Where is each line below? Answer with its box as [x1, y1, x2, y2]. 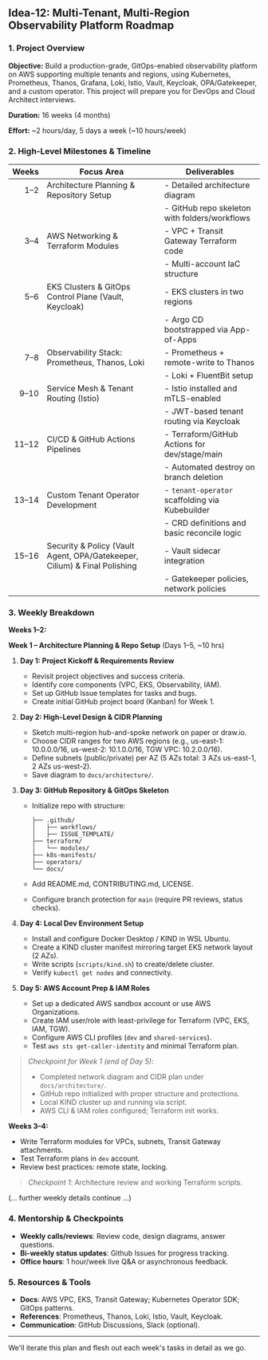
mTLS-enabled [164, 392, 222, 403]
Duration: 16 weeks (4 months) [8, 110, 111, 120]
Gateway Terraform [164, 235, 238, 246]
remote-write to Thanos [164, 356, 255, 368]
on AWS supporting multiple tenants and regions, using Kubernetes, [8, 69, 231, 79]
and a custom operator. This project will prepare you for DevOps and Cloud [8, 86, 255, 96]
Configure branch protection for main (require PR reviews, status [31, 894, 243, 904]
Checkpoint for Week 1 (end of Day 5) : [27, 1056, 154, 1067]
